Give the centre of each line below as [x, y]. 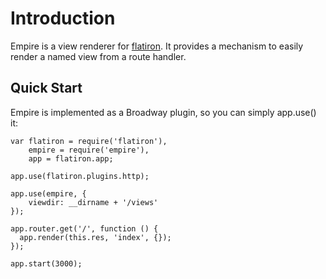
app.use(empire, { [48, 193]
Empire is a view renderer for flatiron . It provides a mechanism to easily [157, 46]
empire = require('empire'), [89, 150]
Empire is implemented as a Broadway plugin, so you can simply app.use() [163, 112]
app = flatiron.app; [71, 158]
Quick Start [46, 88]
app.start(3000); [46, 263]
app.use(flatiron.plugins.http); [80, 176]
